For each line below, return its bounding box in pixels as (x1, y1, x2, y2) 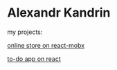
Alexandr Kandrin (7, 5, 111, 21)
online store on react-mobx (7, 41, 85, 49)
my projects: (7, 28, 43, 36)
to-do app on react (7, 54, 61, 63)
